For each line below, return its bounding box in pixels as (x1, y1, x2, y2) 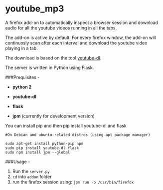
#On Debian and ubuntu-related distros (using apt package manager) (5, 132, 151, 137)
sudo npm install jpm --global (5, 149, 70, 155)
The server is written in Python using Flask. (5, 64, 94, 70)
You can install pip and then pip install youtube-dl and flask (5, 122, 127, 128)
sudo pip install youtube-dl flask (5, 145, 79, 150)
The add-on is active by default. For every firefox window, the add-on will (5, 34, 156, 40)
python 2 (12, 83, 32, 90)
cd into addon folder (12, 173, 52, 179)
